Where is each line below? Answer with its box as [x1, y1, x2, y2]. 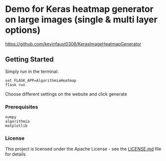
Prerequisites [5, 103, 38, 110]
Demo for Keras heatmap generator [5, 3, 154, 15]
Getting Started [5, 55, 54, 64]
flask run [5, 82, 26, 87]
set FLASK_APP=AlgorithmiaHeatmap [5, 78, 77, 83]
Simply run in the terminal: [5, 68, 59, 74]
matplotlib [5, 123, 28, 128]
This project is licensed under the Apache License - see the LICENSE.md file [5, 146, 162, 152]
